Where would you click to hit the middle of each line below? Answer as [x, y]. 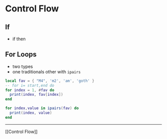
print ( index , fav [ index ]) [37, 95]
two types [23, 66]
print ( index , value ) [31, 113]
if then [19, 39]
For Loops [21, 54]
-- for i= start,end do [30, 85]
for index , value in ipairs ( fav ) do [42, 108]
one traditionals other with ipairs [46, 71]
